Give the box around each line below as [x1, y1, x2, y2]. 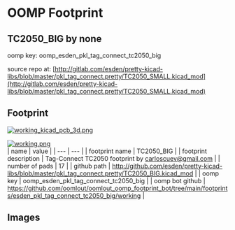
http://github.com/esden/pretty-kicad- [111, 161, 222, 170]
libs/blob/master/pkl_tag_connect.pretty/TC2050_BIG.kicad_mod [7, 169, 194, 178]
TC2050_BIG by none [7, 33, 102, 45]
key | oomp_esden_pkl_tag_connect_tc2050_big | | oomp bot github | [7, 176, 206, 185]
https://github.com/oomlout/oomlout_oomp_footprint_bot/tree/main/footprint [7, 184, 228, 192]
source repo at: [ [7, 65, 55, 73]
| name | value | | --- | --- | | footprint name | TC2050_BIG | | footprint [7, 147, 208, 155]
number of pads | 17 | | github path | [7, 161, 111, 170]
